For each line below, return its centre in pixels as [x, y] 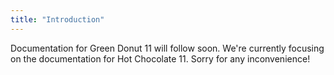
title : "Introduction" [57, 19]
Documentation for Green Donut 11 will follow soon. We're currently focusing [167, 48]
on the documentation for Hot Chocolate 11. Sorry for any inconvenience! [160, 58]
